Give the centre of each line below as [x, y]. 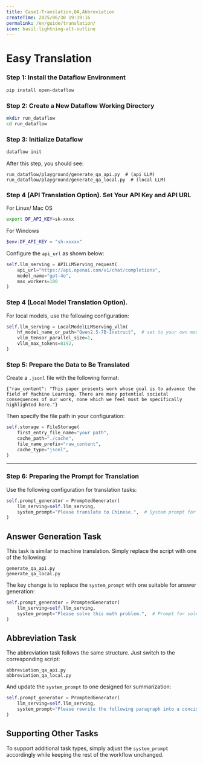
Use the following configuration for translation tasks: [72, 489]
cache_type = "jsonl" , [43, 449]
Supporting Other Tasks [52, 733]
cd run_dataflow [27, 124]
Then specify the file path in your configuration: [66, 416]
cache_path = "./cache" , [46, 438]
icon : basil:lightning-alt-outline [51, 29]
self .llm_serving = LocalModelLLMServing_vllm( [67, 327]
